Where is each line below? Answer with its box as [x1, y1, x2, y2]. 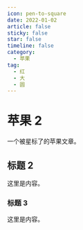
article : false [7, 23, 51, 30]
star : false [7, 36, 41, 43]
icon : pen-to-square [7, 10, 67, 17]
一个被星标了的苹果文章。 [7, 137, 80, 145]
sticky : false [7, 29, 48, 37]
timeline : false [7, 42, 54, 49]
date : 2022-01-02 [7, 17, 57, 24]
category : [7, 49, 36, 56]
